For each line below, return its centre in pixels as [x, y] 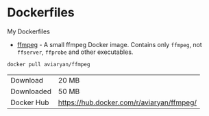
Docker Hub [30, 102]
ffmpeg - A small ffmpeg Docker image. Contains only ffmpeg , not [109, 44]
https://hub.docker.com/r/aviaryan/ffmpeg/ [127, 102]
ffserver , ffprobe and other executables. [75, 52]
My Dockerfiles [28, 31]
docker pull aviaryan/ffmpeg [49, 64]
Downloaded [31, 91]
